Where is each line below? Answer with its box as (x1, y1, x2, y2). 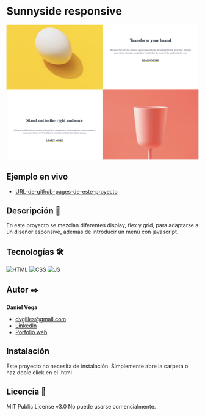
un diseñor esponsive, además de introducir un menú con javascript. (6, 228, 179, 236)
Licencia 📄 (6, 387, 47, 397)
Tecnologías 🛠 (6, 246, 64, 257)
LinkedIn (15, 322, 37, 329)
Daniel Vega (6, 304, 38, 311)
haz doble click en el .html (6, 368, 72, 376)
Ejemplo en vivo (6, 172, 68, 182)
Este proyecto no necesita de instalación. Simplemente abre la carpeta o (6, 362, 189, 370)
